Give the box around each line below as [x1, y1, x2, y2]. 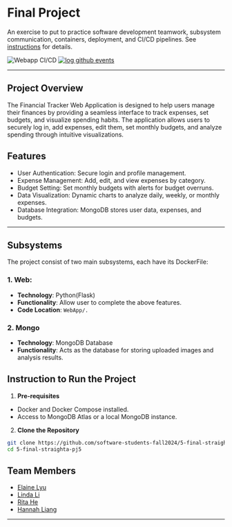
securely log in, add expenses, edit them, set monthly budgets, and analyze [7, 123, 222, 131]
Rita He [17, 498, 39, 506]
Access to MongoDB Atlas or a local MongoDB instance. [17, 412, 177, 420]
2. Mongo [7, 323, 40, 332]
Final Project [7, 5, 81, 21]
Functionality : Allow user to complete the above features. [17, 298, 182, 306]
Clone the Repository [17, 426, 79, 434]
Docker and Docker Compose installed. [17, 405, 129, 413]
